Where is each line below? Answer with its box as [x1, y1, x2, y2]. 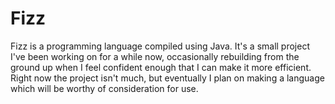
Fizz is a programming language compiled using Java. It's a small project [10, 40, 310, 52]
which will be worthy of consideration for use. [10, 82, 199, 94]
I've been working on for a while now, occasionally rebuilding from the [10, 50, 300, 62]
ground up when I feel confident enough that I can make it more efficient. [10, 61, 312, 73]
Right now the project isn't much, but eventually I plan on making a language [10, 72, 325, 84]
